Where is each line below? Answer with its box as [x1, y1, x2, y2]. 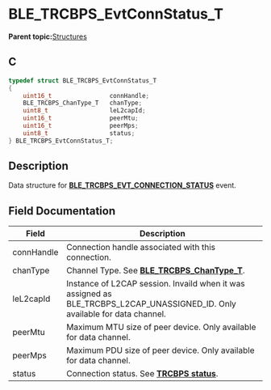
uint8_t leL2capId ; [23, 107, 147, 115]
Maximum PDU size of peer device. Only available [65, 345, 255, 356]
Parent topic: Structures [8, 32, 87, 41]
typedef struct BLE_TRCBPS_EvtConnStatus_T [8, 76, 157, 85]
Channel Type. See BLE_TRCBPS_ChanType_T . [65, 265, 245, 276]
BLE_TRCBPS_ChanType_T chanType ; [23, 99, 143, 108]
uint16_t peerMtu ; [23, 114, 139, 122]
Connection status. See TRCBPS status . [65, 368, 219, 379]
